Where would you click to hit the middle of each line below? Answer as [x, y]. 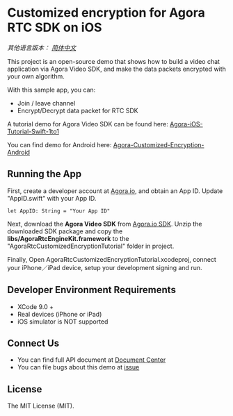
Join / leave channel [46, 103]
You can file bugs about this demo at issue [78, 367]
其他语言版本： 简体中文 [42, 47]
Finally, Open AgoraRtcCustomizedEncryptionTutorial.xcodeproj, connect [112, 259]
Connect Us [33, 343]
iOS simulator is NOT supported [63, 322]
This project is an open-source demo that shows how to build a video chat [114, 61]
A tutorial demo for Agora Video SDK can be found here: [88, 124]
